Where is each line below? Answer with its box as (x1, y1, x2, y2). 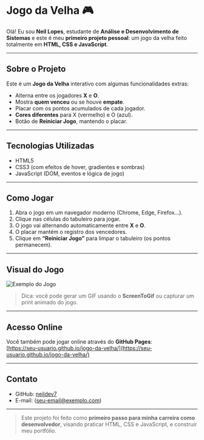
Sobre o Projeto (6, 64, 66, 75)
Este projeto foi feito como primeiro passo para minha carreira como (21, 414, 195, 421)
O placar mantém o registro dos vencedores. (15, 228, 127, 236)
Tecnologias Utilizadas (6, 141, 95, 151)
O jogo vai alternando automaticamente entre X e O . (15, 222, 146, 229)
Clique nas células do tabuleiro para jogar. (15, 215, 121, 223)
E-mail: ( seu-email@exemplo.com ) (15, 396, 102, 404)
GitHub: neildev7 (15, 390, 57, 398)
